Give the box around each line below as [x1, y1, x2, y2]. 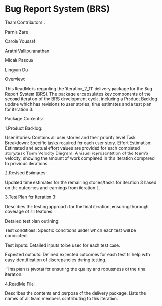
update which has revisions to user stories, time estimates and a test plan [5, 101, 152, 107]
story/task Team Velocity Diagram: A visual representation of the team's [5, 150, 149, 156]
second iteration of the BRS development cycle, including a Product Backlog [5, 96, 158, 102]
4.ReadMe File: [5, 281, 35, 287]
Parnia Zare [5, 29, 28, 35]
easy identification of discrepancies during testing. [5, 257, 107, 263]
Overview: [5, 76, 26, 82]
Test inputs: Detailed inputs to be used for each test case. [5, 242, 120, 248]
